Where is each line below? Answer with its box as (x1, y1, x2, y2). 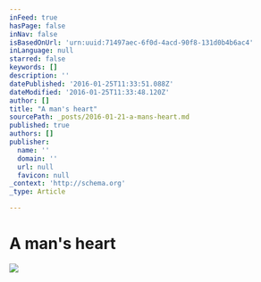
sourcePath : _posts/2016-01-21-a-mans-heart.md (9, 112, 190, 121)
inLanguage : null (9, 46, 74, 55)
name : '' (17, 145, 50, 154)
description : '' (9, 71, 70, 80)
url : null (17, 162, 54, 171)
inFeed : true (9, 12, 58, 22)
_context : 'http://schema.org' (9, 179, 126, 188)
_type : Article (9, 187, 66, 196)
